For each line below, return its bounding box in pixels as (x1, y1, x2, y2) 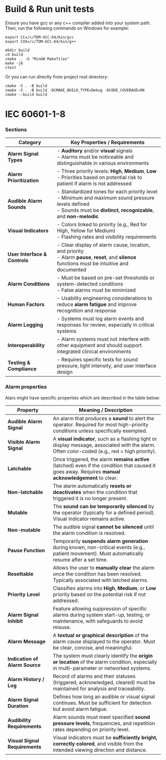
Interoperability (7, 342, 45, 349)
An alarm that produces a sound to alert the (52, 415, 155, 422)
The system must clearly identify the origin (52, 652, 153, 659)
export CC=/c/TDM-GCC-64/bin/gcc (5, 35, 74, 40)
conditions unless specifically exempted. (52, 427, 147, 434)
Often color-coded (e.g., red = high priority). (52, 448, 157, 455)
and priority (56, 248, 84, 255)
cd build (5, 52, 23, 57)
